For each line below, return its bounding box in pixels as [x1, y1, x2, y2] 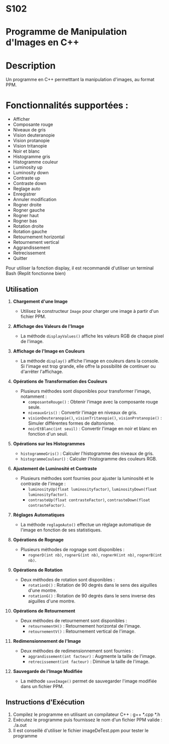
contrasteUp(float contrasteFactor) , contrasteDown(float [28, 497, 150, 503]
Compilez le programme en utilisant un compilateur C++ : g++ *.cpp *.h [13, 711, 160, 717]
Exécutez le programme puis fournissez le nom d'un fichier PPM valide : [13, 716, 162, 723]
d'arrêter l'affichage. [20, 369, 63, 375]
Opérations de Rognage [13, 537, 64, 543]
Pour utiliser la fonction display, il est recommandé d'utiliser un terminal [6, 265, 154, 271]
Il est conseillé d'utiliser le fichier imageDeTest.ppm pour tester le [13, 727, 149, 733]
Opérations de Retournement [13, 608, 75, 614]
